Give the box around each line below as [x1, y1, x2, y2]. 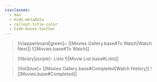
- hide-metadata [9, 17, 44, 22]
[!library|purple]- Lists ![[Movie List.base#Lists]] [17, 56, 119, 62]
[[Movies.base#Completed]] [17, 71, 77, 77]
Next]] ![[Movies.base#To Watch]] [17, 46, 89, 52]
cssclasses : [5, 7, 30, 13]
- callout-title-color [9, 21, 58, 27]
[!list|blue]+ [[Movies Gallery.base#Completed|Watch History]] [17, 66, 149, 72]
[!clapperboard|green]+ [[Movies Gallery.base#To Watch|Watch [17, 40, 152, 46]
